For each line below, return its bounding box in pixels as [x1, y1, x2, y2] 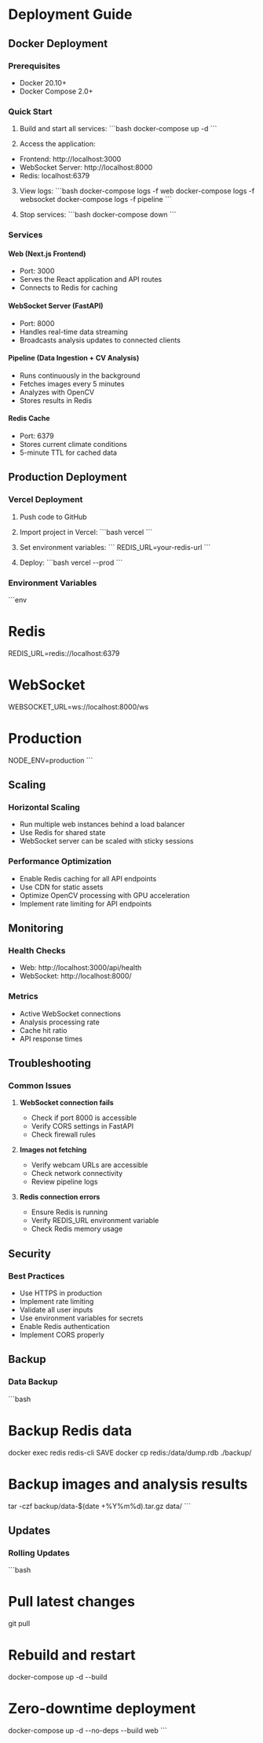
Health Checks [8, 945, 66, 956]
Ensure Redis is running [31, 1207, 108, 1217]
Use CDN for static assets [19, 882, 104, 892]
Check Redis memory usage [31, 1224, 123, 1234]
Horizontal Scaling [8, 802, 80, 813]
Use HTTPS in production [19, 1288, 103, 1298]
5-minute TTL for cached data [19, 448, 118, 457]
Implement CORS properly [19, 1330, 104, 1340]
